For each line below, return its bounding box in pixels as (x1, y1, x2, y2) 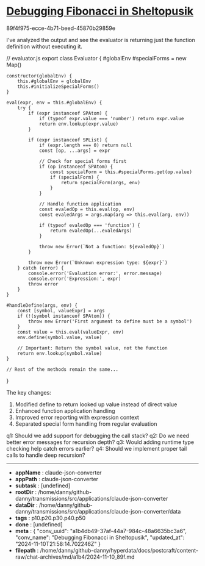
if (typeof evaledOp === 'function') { (38, 222, 140, 228)
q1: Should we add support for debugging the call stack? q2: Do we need (6, 432, 190, 439)
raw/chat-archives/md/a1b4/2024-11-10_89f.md (15, 553, 135, 561)
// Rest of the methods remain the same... (6, 366, 119, 373)
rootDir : (15, 488, 37, 495)
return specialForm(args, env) (60, 179, 140, 185)
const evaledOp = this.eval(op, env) (38, 206, 135, 212)
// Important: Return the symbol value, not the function (17, 345, 168, 351)
